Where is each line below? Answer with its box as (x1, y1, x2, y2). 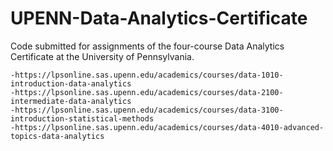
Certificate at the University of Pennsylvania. (10, 50, 195, 62)
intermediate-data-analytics (10, 96, 132, 106)
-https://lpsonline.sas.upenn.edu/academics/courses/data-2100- (10, 87, 284, 97)
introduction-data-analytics (10, 78, 132, 89)
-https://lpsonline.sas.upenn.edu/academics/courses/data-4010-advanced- (10, 122, 325, 132)
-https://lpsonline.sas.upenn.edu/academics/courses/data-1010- (10, 70, 284, 80)
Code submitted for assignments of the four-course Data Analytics (10, 40, 285, 52)
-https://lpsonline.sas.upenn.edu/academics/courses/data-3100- (10, 105, 284, 115)
